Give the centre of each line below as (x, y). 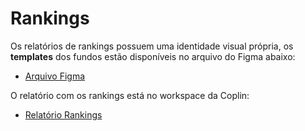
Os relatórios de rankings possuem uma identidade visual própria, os (152, 46)
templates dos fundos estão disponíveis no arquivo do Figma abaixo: (153, 56)
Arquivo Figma (55, 76)
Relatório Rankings (63, 114)
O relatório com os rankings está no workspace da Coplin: (130, 95)
